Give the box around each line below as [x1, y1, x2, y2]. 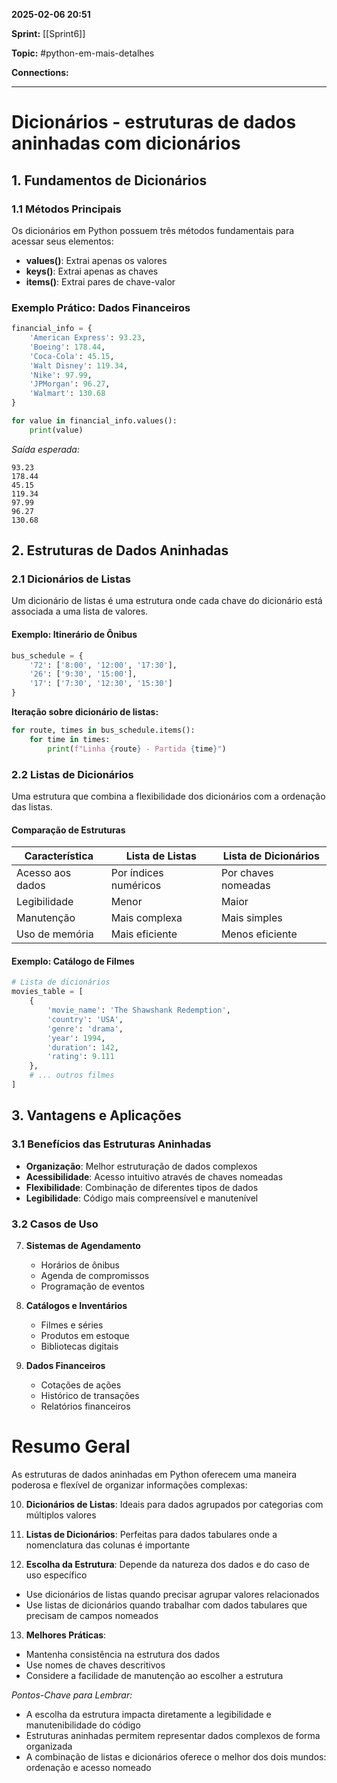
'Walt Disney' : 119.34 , [29, 360, 129, 371]
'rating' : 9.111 [47, 1052, 115, 1062]
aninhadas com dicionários [11, 132, 241, 155]
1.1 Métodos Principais [11, 202, 122, 216]
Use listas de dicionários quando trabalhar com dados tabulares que [25, 1599, 308, 1611]
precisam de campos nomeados [25, 1609, 159, 1621]
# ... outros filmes [29, 1070, 115, 1081]
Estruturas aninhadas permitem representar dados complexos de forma [25, 1729, 321, 1741]
